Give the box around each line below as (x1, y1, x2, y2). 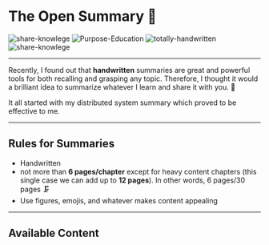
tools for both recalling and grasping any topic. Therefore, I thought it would (8, 74, 259, 83)
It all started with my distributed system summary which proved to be (8, 98, 237, 107)
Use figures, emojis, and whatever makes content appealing (19, 195, 219, 205)
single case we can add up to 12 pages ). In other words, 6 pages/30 (19, 175, 246, 185)
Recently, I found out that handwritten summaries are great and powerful (8, 65, 251, 74)
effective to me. (8, 106, 60, 115)
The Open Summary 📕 (8, 7, 158, 26)
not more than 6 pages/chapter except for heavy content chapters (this (19, 167, 257, 176)
